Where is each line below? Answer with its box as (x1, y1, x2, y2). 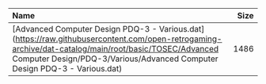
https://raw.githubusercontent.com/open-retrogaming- (15, 33, 222, 44)
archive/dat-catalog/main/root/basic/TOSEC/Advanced (12, 44, 219, 54)
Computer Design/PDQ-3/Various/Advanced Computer (12, 53, 218, 64)
